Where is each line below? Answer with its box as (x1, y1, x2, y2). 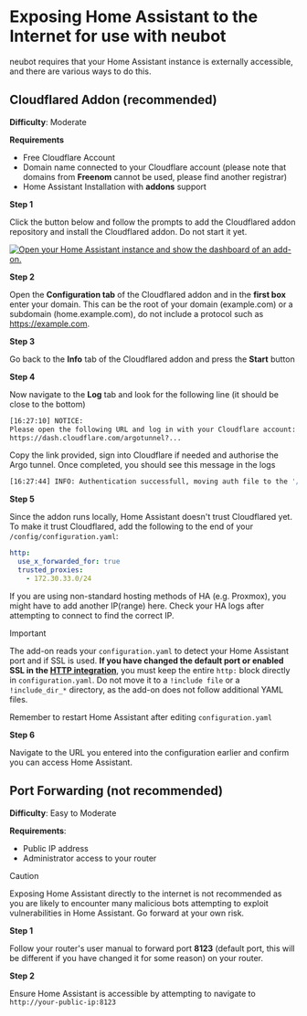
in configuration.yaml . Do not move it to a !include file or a (9, 674, 240, 685)
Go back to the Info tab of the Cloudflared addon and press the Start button (9, 354, 295, 365)
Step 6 (9, 729, 35, 740)
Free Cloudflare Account (22, 152, 116, 163)
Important (9, 628, 47, 639)
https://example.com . (9, 318, 90, 329)
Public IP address (22, 842, 89, 853)
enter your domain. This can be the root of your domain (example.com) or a (9, 299, 294, 310)
